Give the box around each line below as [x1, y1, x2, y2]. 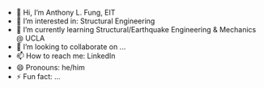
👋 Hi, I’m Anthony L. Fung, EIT [15, 8, 116, 17]
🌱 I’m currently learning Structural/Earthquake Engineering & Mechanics [15, 25, 257, 34]
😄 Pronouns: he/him [15, 63, 85, 72]
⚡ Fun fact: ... [15, 72, 61, 81]
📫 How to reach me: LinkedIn [15, 51, 116, 61]
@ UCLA [15, 33, 45, 43]
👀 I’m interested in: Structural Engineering [15, 16, 155, 26]
